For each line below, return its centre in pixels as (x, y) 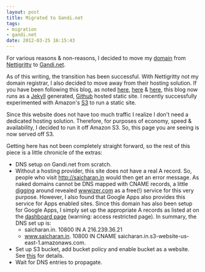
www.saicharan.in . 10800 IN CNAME (70, 236)
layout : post (23, 12)
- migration (21, 29)
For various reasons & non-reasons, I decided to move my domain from (96, 58)
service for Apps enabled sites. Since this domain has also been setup (104, 204)
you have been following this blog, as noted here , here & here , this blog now (102, 89)
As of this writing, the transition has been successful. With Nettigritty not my (102, 76)
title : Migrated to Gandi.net (45, 18)
